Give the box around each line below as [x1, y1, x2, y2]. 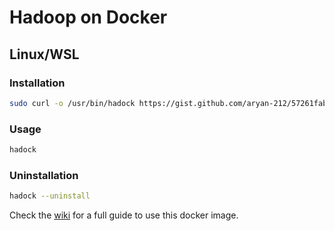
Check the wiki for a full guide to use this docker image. [9, 209, 239, 221]
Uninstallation [9, 168, 79, 182]
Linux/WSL [9, 46, 80, 63]
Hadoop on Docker [9, 6, 168, 29]
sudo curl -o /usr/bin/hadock [9, 98, 136, 108]
